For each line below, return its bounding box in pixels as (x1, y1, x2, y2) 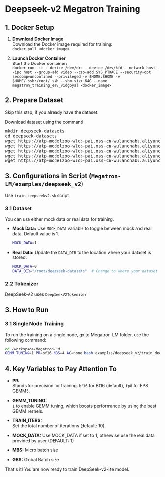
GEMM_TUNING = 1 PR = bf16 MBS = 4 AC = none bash (5, 351, 93, 356)
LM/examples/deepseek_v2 (5, 181, 82, 188)
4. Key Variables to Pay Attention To (5, 364, 117, 373)
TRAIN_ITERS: (12, 417, 42, 424)
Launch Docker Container (12, 55, 66, 61)
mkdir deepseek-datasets (5, 128, 65, 134)
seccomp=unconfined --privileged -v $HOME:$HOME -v (12, 74, 120, 79)
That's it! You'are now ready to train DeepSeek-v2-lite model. (5, 466, 129, 472)
